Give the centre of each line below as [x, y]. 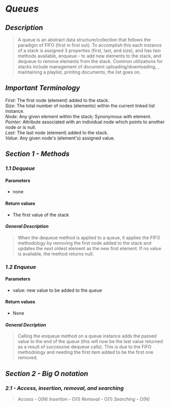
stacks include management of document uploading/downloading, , [88, 67]
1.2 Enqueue [21, 267]
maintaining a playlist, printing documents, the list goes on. [79, 72]
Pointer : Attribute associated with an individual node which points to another [85, 122]
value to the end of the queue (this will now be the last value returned [90, 342]
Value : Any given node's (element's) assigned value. [60, 138]
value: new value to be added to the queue [57, 290]
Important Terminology [43, 88]
